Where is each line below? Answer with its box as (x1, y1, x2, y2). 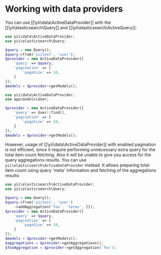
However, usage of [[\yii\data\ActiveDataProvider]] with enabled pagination (5, 142, 156, 147)
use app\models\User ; (5, 97, 49, 102)
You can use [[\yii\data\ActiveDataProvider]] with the (5, 19, 111, 25)
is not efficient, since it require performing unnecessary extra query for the (5, 147, 156, 153)
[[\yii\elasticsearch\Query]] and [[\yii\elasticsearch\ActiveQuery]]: (5, 24, 137, 30)
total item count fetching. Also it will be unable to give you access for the (5, 152, 151, 158)
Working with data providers (5, 3, 123, 15)
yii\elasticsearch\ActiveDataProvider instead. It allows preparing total (5, 162, 150, 168)
